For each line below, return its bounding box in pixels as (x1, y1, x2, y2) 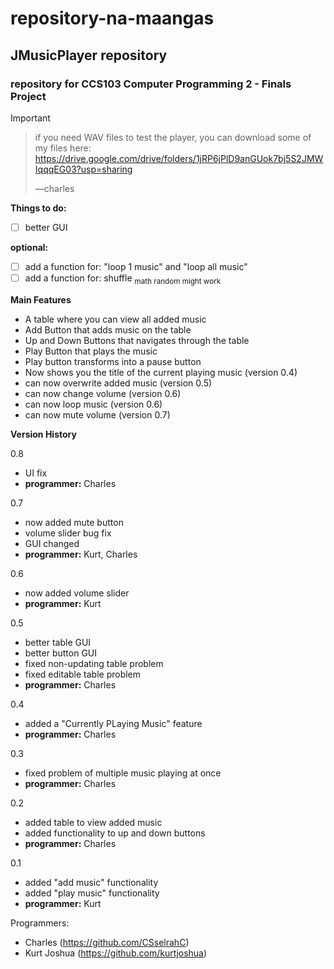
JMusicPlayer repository (10, 47, 168, 64)
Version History (10, 428, 77, 440)
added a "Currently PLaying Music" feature (24, 717, 203, 729)
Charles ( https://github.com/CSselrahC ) (24, 936, 190, 948)
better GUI (24, 221, 68, 233)
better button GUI (24, 647, 98, 659)
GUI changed (24, 537, 80, 549)
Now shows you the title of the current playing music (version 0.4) (24, 366, 298, 378)
